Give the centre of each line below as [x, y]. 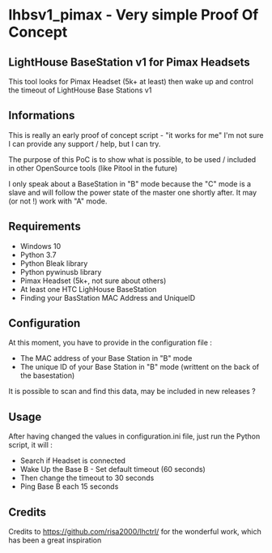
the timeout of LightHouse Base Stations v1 [80, 90]
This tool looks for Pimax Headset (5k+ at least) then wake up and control [131, 81]
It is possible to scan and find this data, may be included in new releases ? [132, 392]
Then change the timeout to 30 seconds [87, 478]
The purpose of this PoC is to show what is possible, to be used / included [132, 159]
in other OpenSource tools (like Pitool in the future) [93, 168]
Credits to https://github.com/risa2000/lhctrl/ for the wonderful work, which [135, 532]
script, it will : [30, 445]
